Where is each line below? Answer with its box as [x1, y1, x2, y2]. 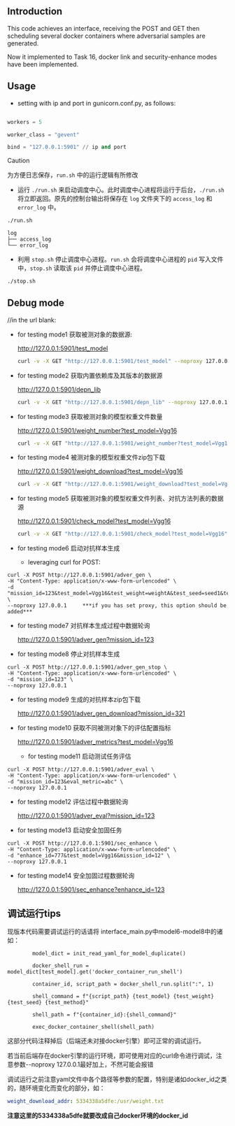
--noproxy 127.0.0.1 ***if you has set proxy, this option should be [7, 602, 227, 609]
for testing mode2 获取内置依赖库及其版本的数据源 [17, 371, 163, 380]
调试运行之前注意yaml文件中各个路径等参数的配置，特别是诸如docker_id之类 [7, 1075, 227, 1083]
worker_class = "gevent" [7, 131, 80, 138]
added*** [7, 608, 33, 615]
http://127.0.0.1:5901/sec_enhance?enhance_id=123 [17, 885, 165, 894]
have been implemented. [7, 59, 79, 69]
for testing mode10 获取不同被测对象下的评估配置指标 [17, 724, 171, 732]
